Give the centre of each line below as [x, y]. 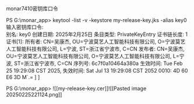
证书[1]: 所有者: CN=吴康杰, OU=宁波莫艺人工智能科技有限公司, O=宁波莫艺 [96, 42]
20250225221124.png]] [34, 94]
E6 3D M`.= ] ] [23, 77]
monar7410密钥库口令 [32, 8]
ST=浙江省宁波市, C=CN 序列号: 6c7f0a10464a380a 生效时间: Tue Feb [98, 63]
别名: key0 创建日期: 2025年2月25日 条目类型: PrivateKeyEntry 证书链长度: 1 [97, 34]
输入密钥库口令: [25, 27]
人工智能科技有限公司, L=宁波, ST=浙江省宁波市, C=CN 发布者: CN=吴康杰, [96, 49]
